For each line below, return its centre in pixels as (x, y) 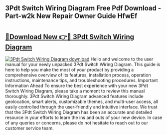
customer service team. (29, 128)
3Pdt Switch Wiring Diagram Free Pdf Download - (83, 8)
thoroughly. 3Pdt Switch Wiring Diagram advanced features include (74, 96)
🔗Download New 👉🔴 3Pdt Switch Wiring (70, 37)
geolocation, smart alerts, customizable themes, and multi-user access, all (82, 101)
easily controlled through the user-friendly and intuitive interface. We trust (82, 107)
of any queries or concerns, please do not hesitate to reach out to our (77, 123)
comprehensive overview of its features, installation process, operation (78, 75)
